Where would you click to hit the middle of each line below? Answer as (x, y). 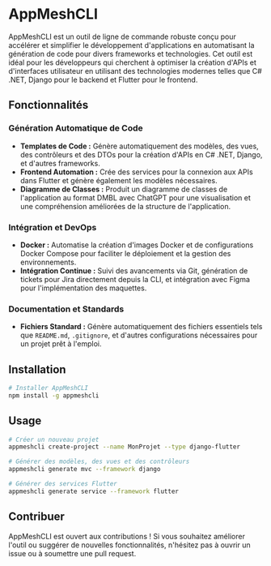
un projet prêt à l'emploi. (61, 344)
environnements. (48, 262)
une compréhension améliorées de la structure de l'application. (125, 206)
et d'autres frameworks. (60, 163)
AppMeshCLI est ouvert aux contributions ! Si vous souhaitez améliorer (127, 536)
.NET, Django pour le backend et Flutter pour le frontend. (103, 79)
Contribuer (36, 517)
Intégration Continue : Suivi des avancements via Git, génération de (134, 270)
